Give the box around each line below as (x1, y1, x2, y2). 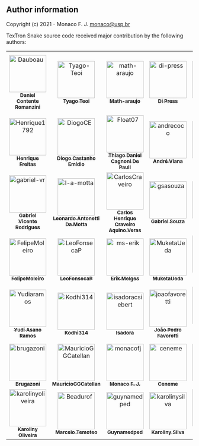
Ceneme (158, 380, 178, 387)
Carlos (117, 209, 133, 216)
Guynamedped (107, 429, 143, 435)
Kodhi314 (64, 329, 89, 336)
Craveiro (114, 221, 136, 227)
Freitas (19, 160, 37, 167)
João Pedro (153, 326, 182, 333)
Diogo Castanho (57, 154, 96, 162)
